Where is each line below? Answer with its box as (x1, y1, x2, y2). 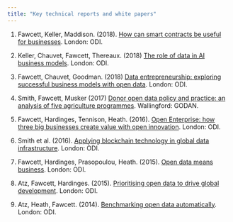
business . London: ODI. (17, 165, 86, 174)
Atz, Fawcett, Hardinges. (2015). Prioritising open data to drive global (17, 179, 220, 187)
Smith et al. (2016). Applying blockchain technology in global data (17, 136, 210, 145)
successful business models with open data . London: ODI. (17, 79, 188, 89)
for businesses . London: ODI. (17, 37, 103, 46)
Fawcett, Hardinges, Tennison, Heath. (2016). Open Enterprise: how (17, 115, 215, 123)
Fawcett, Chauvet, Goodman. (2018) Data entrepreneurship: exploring (17, 72, 222, 81)
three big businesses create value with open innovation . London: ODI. (17, 122, 221, 131)
